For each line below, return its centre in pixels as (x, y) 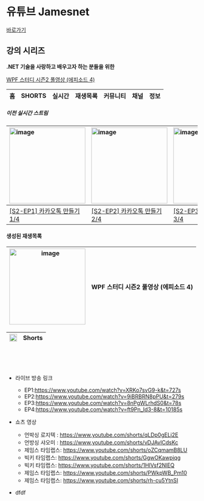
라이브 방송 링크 (34, 378)
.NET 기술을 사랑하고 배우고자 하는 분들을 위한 (60, 66)
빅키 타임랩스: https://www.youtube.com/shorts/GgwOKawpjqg (102, 457)
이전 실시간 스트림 (27, 113)
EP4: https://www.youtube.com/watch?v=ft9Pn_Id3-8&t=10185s (103, 409)
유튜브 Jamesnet (48, 12)
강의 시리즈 (26, 51)
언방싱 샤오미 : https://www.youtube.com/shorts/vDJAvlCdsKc (101, 442)
